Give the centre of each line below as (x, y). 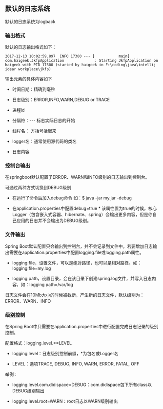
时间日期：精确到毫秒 (33, 89)
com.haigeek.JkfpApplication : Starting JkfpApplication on (82, 61)
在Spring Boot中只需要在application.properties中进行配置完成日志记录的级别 (82, 326)
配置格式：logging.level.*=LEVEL (39, 343)
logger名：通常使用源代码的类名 (44, 142)
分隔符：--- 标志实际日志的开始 (44, 120)
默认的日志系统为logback (30, 22)
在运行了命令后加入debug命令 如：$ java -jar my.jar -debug (72, 198)
